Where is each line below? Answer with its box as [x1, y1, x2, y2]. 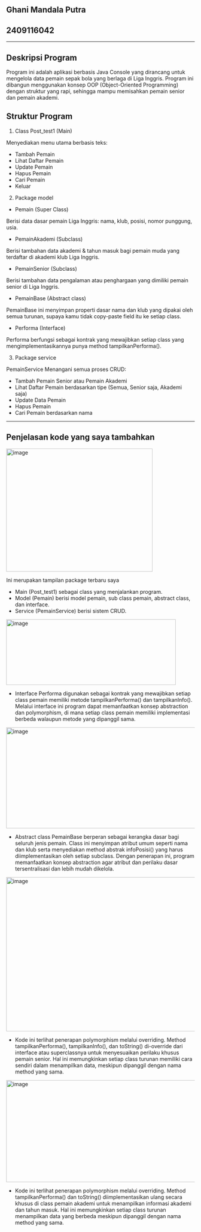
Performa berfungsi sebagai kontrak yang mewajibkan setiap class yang [6, 336, 184, 343]
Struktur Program [6, 111, 73, 122]
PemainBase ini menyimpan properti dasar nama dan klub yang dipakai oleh [6, 306, 193, 313]
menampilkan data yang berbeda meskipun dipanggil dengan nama [14, 1212, 181, 1219]
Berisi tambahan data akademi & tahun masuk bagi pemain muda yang [6, 247, 180, 254]
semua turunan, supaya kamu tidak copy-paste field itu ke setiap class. [6, 312, 181, 320]
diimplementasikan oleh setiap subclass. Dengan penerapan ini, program [14, 852, 194, 859]
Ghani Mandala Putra [6, 5, 86, 15]
